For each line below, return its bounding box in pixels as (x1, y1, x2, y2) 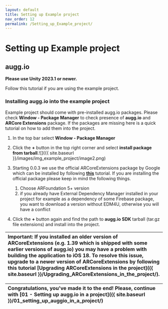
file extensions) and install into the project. (12, 221, 100, 227)
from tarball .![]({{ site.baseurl (12, 150, 74, 156)
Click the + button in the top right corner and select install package (12, 144, 152, 150)
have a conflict (19, 206, 51, 212)
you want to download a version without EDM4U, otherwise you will (19, 201, 159, 207)
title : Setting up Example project (5, 12, 79, 17)
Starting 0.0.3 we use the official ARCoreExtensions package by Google (12, 165, 160, 171)
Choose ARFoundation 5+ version (19, 185, 89, 191)
